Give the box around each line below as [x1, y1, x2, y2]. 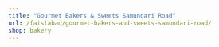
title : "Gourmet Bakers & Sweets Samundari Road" [8, 11, 177, 20]
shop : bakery [8, 26, 52, 34]
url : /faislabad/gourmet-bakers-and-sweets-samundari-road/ [8, 19, 213, 27]
